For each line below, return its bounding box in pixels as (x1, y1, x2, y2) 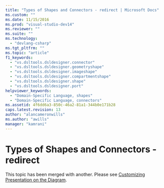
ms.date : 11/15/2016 (5, 17, 50, 22)
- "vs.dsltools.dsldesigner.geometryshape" (10, 64, 104, 69)
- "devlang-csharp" (10, 41, 52, 46)
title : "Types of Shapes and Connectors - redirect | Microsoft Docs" (5, 7, 159, 13)
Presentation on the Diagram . (5, 177, 67, 183)
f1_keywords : (5, 55, 33, 60)
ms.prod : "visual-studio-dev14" (5, 21, 74, 27)
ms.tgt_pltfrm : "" (5, 45, 45, 51)
